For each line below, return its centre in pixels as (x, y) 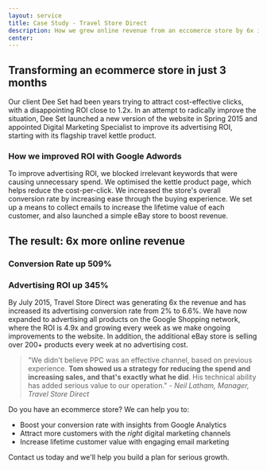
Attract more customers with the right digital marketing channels (125, 433)
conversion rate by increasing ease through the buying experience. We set (130, 199)
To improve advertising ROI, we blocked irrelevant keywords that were (123, 174)
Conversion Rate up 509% (60, 264)
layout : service (35, 16)
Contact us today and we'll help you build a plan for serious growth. (119, 457)
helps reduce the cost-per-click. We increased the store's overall (114, 190)
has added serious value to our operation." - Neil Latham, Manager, (138, 385)
